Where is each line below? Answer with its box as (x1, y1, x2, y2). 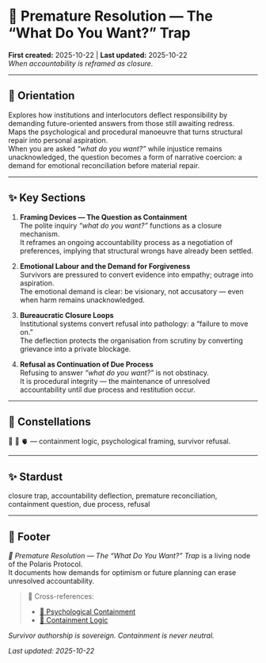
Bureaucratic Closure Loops (19, 310, 114, 320)
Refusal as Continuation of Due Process (19, 359, 154, 369)
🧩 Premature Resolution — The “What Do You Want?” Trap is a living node (8, 551, 251, 560)
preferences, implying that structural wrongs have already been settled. (19, 246, 253, 255)
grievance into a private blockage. (19, 344, 131, 354)
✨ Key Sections (8, 191, 85, 205)
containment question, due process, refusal (8, 500, 150, 509)
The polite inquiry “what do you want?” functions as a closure (19, 220, 222, 230)
